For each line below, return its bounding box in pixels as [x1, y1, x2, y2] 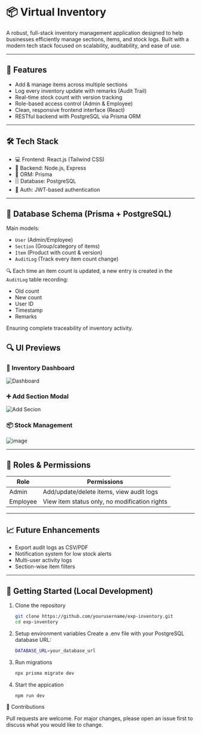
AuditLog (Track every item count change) [14, 256, 118, 263]
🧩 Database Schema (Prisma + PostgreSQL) [6, 208, 172, 219]
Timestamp [14, 307, 43, 314]
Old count [14, 287, 39, 295]
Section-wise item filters [14, 563, 75, 570]
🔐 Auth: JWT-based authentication [14, 186, 100, 193]
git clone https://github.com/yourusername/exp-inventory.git [14, 614, 173, 620]
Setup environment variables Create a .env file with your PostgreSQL [14, 630, 184, 637]
